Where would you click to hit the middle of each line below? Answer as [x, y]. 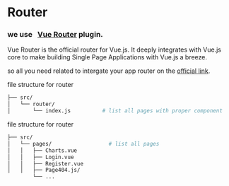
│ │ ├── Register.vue [45, 163]
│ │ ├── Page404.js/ [44, 170]
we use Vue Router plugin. [55, 35]
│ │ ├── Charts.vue [42, 150]
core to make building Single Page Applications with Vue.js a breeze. [107, 57]
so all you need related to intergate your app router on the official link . [109, 71]
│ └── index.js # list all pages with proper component [115, 111]
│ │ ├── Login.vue [41, 157]
